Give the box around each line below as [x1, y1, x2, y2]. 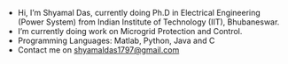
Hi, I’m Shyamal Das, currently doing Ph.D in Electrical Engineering [17, 8, 261, 18]
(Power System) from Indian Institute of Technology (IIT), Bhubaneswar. [17, 17, 280, 27]
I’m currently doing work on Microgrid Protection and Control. [17, 26, 243, 36]
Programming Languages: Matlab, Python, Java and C [17, 35, 215, 46]
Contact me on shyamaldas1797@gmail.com [17, 45, 180, 55]
